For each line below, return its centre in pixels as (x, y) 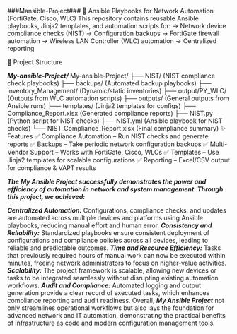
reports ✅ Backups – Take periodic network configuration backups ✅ (108, 144)
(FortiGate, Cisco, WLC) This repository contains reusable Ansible (103, 18)
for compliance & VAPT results (52, 168)
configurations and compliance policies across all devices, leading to (108, 240)
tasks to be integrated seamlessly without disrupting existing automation (113, 278)
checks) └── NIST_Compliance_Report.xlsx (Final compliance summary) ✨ (117, 128)
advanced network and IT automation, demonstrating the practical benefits (117, 315)
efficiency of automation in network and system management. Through (115, 189)
